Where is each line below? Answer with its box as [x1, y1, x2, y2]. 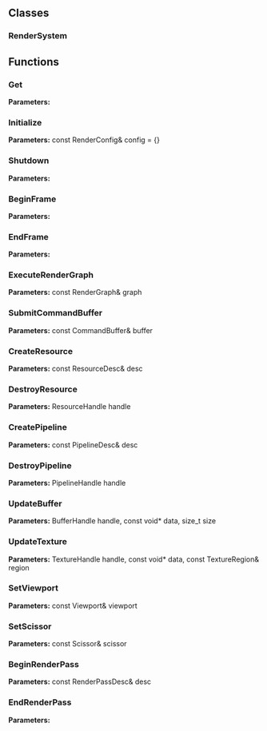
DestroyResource [8, 383, 78, 395]
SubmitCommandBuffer [8, 308, 102, 319]
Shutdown [8, 155, 50, 166]
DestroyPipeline [8, 459, 72, 471]
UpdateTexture [8, 536, 68, 547]
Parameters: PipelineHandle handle [8, 478, 126, 487]
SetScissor [8, 621, 52, 632]
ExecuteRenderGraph [8, 269, 94, 280]
